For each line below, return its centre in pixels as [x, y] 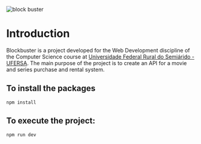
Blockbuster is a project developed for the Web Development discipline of [98, 50]
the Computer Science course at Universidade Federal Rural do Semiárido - [100, 57]
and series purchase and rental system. [55, 69]
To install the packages [51, 88]
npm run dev [21, 135]
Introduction [38, 34]
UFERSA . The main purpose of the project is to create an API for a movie [97, 63]
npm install [21, 102]
